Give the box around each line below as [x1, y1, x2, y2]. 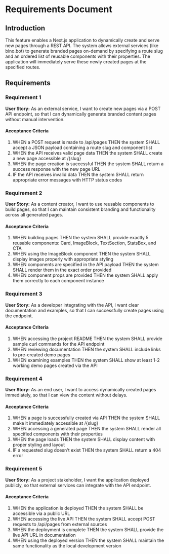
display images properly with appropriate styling [12, 256, 114, 262]
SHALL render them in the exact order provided [12, 267, 112, 273]
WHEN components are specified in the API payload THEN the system [12, 262, 159, 268]
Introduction [5, 24, 46, 32]
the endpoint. [5, 313, 33, 319]
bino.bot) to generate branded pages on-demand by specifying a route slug [5, 48, 163, 54]
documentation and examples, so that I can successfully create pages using [5, 307, 164, 313]
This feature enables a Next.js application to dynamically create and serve [5, 37, 160, 43]
